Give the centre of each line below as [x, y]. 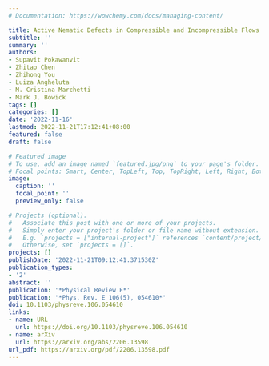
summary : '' [28, 45]
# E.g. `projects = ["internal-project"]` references [103, 238]
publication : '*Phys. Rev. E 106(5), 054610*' [87, 297]
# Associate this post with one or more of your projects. [112, 223]
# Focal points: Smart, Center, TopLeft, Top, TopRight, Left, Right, [128, 171]
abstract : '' [30, 282]
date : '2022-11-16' [41, 120]
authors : [23, 53]
